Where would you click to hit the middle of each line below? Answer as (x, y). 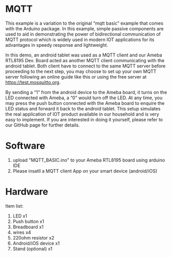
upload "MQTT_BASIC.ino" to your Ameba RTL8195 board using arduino (89, 160)
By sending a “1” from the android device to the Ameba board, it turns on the (86, 92)
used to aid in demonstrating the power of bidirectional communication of (83, 34)
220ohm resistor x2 (34, 237)
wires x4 (22, 232)
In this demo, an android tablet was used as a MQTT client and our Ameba (84, 55)
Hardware (27, 192)
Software (25, 146)
